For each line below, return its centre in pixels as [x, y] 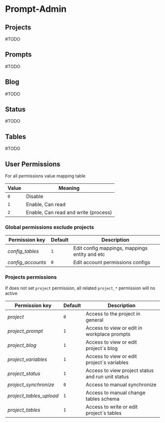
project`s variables [107, 362]
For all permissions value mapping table [45, 176]
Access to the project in [113, 314]
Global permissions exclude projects [50, 227]
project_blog [22, 345]
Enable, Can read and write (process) [69, 212]
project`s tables [104, 413]
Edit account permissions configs [112, 262]
